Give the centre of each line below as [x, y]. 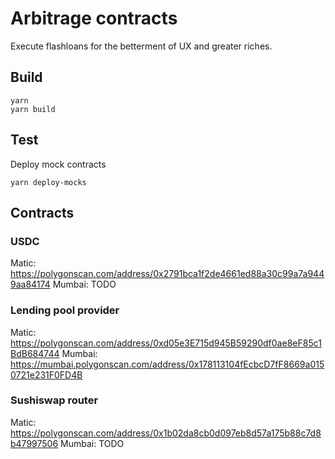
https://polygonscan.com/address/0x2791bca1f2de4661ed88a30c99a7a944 [167, 274]
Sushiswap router [54, 400]
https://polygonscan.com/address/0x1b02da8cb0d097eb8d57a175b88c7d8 [166, 433]
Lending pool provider [65, 310]
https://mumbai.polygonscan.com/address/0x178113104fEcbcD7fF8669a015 [167, 364]
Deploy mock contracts [58, 164]
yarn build [33, 109]
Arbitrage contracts [94, 18]
